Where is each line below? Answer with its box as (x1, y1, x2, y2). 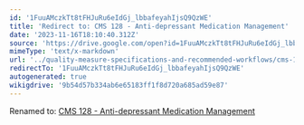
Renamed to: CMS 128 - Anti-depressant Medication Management (9, 105, 256, 116)
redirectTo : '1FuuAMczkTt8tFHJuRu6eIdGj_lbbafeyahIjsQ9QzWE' (9, 64, 245, 73)
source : (9, 38, 39, 48)
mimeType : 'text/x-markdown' (9, 47, 119, 56)
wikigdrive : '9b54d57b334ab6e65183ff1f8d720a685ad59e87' (9, 81, 229, 90)
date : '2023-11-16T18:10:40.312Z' (9, 30, 140, 39)
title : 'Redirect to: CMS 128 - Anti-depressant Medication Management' (9, 22, 290, 31)
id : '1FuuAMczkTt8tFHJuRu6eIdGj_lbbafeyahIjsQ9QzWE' (9, 13, 213, 23)
